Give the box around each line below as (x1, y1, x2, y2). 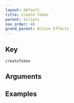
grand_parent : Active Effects (5, 26, 69, 31)
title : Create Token (5, 12, 49, 17)
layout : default (5, 7, 40, 13)
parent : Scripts (5, 17, 40, 22)
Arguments (5, 72, 42, 81)
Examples (5, 89, 37, 98)
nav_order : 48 (5, 21, 35, 27)
